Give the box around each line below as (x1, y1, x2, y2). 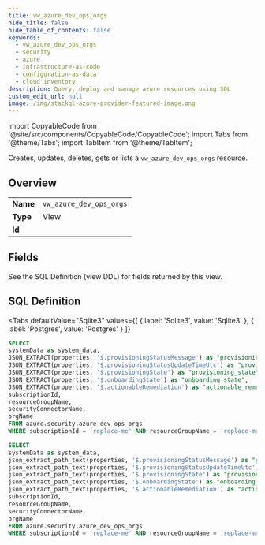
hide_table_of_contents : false (8, 26, 111, 34)
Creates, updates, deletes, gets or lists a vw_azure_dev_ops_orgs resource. (8, 153, 248, 162)
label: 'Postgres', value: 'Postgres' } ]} (8, 324, 131, 334)
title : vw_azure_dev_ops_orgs (8, 11, 108, 20)
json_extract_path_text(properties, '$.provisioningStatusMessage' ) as (8, 456, 248, 464)
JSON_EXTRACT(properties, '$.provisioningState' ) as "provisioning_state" (8, 368, 259, 377)
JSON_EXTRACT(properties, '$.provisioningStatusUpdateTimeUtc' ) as (8, 361, 235, 369)
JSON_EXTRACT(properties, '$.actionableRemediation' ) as (8, 383, 200, 391)
